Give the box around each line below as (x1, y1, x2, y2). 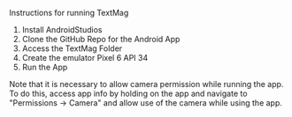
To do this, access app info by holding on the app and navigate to (9, 88, 248, 99)
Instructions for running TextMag (9, 8, 129, 18)
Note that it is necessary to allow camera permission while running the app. (9, 79, 284, 89)
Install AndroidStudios (21, 25, 103, 34)
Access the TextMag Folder (21, 43, 123, 54)
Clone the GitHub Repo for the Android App (21, 34, 181, 44)
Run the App (21, 62, 68, 72)
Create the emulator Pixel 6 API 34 (21, 53, 149, 62)
